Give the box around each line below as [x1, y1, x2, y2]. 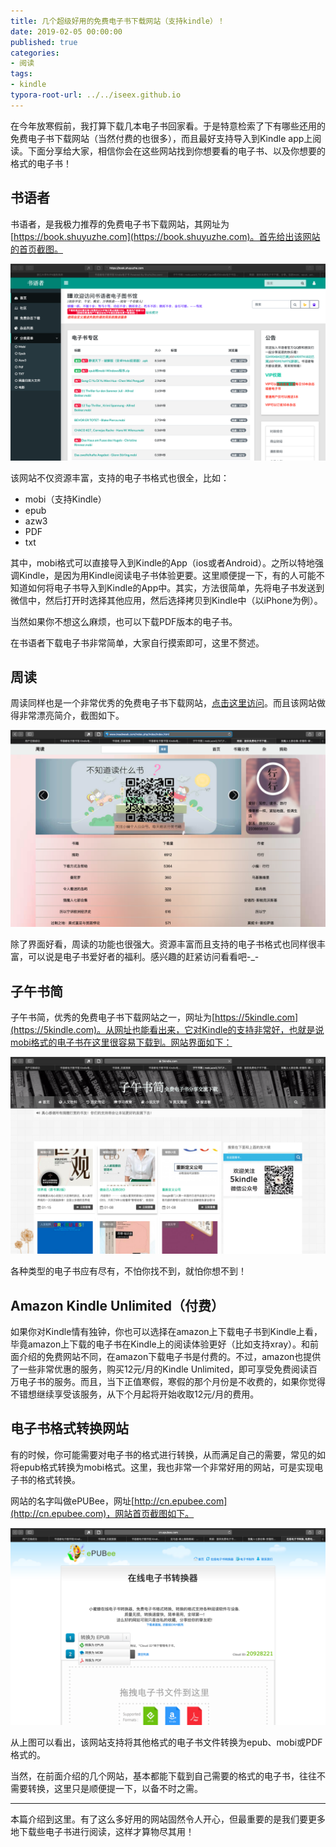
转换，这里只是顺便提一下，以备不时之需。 [27, 1782, 203, 1794]
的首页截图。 [10, 243, 63, 255]
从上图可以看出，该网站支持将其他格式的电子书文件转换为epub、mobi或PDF [10, 1736, 323, 1748]
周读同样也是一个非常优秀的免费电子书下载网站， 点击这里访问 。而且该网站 [10, 697, 317, 709]
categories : [10, 48, 60, 58]
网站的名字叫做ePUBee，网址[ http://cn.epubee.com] [10, 1495, 228, 1507]
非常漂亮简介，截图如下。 [18, 710, 125, 722]
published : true [10, 37, 78, 47]
